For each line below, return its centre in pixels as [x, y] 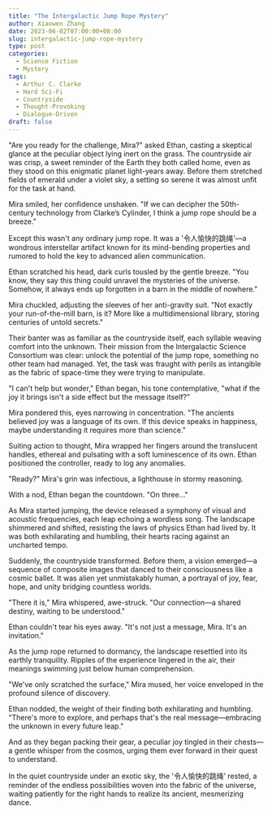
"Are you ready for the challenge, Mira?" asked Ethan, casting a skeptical [130, 145]
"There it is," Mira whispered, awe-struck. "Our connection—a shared [125, 602]
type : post [27, 46]
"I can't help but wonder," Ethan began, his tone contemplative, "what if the [134, 388]
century [22, 212]
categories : [28, 54]
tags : [17, 77]
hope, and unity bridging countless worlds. [80, 586]
